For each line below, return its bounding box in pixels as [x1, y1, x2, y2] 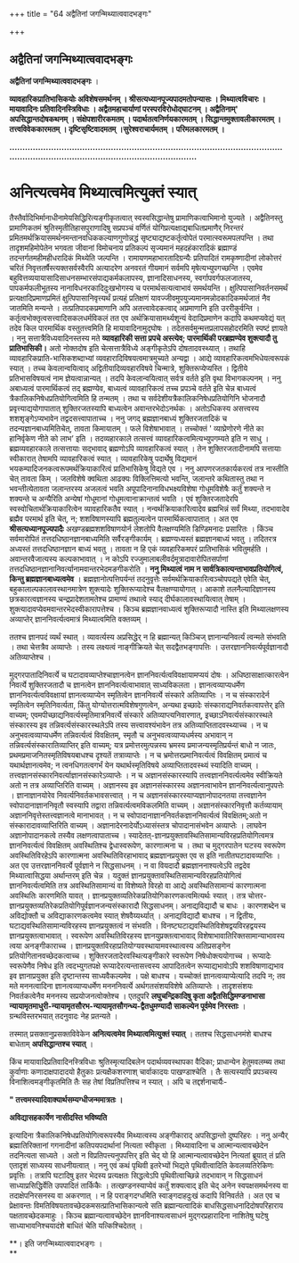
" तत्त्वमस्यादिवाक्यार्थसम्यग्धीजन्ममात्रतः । [9, 1094, 124, 1105]
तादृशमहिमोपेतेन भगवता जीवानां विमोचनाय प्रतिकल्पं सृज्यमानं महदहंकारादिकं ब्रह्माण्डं [9, 242, 238, 253]
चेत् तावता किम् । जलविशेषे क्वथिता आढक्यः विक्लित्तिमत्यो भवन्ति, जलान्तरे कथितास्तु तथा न [9, 473, 264, 483]
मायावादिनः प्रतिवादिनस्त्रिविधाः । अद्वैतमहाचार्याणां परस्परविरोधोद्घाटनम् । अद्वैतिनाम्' [9, 103, 238, 114]
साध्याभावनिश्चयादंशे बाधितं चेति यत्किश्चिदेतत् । [9, 1220, 143, 1231]
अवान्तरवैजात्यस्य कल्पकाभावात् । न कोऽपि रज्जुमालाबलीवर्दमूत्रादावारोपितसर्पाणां [9, 553, 229, 564]
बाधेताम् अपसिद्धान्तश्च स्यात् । [9, 1038, 93, 1049]
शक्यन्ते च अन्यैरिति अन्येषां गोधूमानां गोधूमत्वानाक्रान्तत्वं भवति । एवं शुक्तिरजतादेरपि [9, 493, 238, 504]
